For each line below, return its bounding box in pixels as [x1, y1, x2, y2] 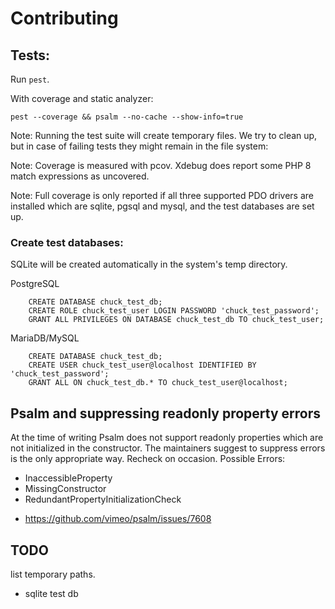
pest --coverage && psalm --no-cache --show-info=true [10, 112, 244, 122]
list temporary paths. [10, 568, 96, 580]
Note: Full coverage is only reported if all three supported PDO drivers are [10, 190, 314, 201]
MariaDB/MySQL [10, 332, 80, 344]
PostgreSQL [10, 278, 60, 290]
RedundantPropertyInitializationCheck [24, 493, 182, 506]
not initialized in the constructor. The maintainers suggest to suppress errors [10, 442, 326, 454]
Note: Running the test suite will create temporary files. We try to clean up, [10, 130, 318, 141]
